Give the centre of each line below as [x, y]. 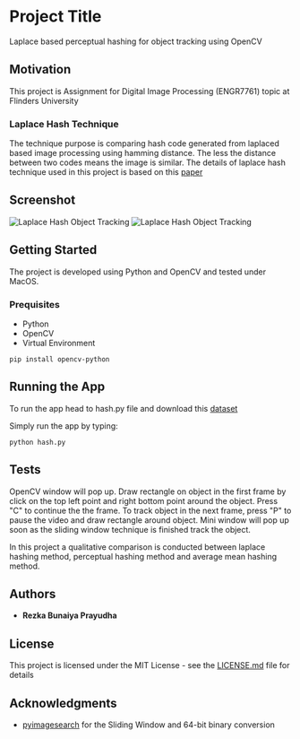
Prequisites [34, 304]
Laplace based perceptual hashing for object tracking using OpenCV [136, 41]
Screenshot [43, 200]
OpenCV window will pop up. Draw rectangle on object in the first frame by [148, 491]
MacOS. [24, 281]
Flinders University [44, 100]
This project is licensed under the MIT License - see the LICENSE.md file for [150, 665]
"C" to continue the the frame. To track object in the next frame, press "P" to [150, 510]
